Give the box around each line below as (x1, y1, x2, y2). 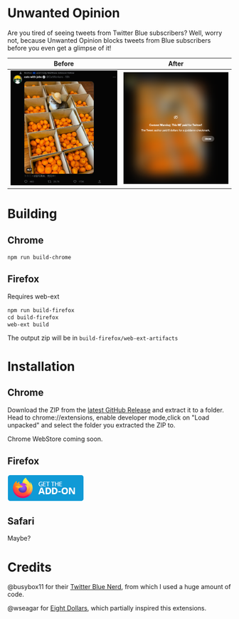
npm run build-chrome (7, 254, 72, 261)
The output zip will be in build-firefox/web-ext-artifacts (7, 333, 179, 342)
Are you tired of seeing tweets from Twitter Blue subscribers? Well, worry (7, 28, 223, 37)
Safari (7, 515, 35, 527)
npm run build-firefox (7, 306, 75, 314)
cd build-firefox (7, 313, 59, 321)
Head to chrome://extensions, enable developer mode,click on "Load (7, 413, 210, 422)
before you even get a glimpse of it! (7, 43, 112, 52)
